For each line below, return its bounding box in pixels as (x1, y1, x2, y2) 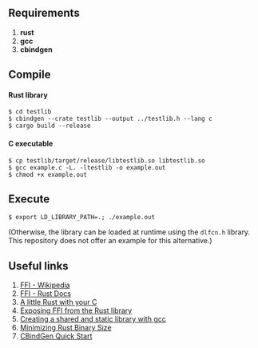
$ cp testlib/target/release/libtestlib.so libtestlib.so (8, 156, 205, 165)
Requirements (8, 6, 80, 20)
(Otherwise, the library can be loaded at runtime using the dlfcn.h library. (8, 227, 250, 237)
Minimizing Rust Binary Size (19, 323, 112, 333)
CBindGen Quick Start (19, 331, 93, 341)
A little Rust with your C (19, 298, 97, 307)
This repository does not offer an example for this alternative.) (8, 236, 213, 246)
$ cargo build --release (8, 122, 91, 130)
